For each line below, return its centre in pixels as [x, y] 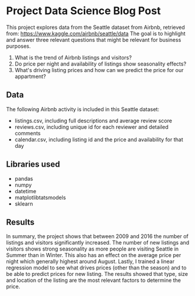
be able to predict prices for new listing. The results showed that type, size [97, 274]
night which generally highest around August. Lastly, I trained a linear [90, 262]
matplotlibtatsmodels [40, 197]
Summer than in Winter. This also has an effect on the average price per [94, 255]
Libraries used [33, 165]
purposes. [19, 46]
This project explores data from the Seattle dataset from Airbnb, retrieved [95, 27]
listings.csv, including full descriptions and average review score [93, 121]
